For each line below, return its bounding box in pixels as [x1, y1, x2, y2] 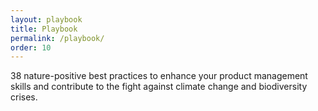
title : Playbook [10, 24, 78, 34]
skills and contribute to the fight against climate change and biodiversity [10, 81, 308, 93]
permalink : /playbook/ [10, 33, 105, 43]
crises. [10, 91, 38, 103]
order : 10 [10, 42, 52, 53]
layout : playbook [10, 14, 83, 25]
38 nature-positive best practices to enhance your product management [10, 70, 308, 82]
